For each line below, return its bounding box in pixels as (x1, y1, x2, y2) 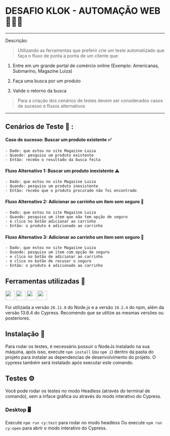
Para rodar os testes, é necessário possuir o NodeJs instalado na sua (5, 343, 150, 349)
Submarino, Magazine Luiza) (12, 68, 72, 74)
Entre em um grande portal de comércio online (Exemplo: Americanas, (12, 63, 159, 69)
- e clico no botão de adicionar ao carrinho (5, 254, 103, 259)
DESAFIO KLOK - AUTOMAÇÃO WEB (5, 5, 161, 17)
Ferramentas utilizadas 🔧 (5, 277, 86, 286)
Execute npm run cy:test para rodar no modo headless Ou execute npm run (5, 419, 162, 425)
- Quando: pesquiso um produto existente (5, 152, 94, 158)
